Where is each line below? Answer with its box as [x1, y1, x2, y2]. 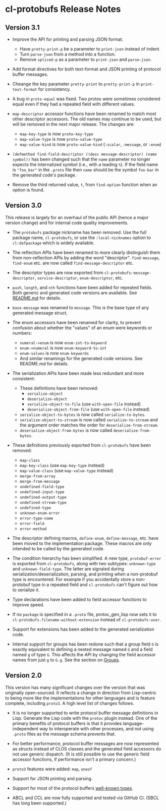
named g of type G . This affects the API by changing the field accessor [12, 651, 156, 657]
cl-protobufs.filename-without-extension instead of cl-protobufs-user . [12, 616, 161, 623]
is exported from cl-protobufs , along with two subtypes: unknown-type [12, 560, 156, 566]
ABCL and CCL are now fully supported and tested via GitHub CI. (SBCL [12, 795, 160, 801]
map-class [19, 458, 41, 463]
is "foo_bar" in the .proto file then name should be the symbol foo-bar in [12, 167, 159, 173]
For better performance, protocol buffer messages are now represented [12, 740, 159, 747]
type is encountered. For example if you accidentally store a [12, 576, 135, 582]
